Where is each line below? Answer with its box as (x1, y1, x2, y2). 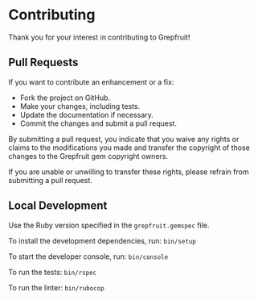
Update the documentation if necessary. (19, 110, 154, 119)
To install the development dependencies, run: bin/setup (8, 235, 197, 245)
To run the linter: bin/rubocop (8, 282, 104, 292)
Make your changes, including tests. (19, 101, 141, 110)
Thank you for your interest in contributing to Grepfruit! (8, 32, 190, 42)
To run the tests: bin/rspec (8, 267, 97, 277)
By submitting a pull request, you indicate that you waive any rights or (8, 134, 240, 144)
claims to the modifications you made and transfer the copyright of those (8, 143, 251, 152)
